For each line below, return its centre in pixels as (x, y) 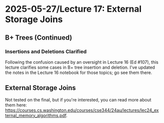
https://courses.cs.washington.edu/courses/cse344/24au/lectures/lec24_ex (82, 110)
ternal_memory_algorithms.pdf (36, 115)
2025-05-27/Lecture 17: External (73, 9)
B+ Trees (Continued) (39, 37)
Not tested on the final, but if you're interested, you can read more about (78, 99)
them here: (16, 105)
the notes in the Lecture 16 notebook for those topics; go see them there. (79, 73)
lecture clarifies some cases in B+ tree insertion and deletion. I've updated (80, 67)
